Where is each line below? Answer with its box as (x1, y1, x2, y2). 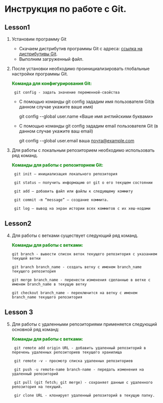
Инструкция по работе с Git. (4, 3, 127, 15)
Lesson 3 (4, 308, 33, 316)
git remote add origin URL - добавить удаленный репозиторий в (14, 345, 146, 350)
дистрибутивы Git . (19, 51, 58, 57)
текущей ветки (11, 256, 41, 261)
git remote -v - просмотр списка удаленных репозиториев (14, 358, 133, 363)
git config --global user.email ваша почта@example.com (19, 138, 135, 143)
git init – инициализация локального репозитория (14, 171, 118, 176)
